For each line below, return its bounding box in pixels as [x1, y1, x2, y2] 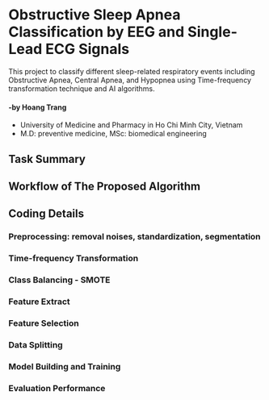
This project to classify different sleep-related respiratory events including [8, 66, 256, 76]
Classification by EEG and [8, 23, 185, 41]
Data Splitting [8, 339, 63, 350]
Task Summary [8, 152, 86, 166]
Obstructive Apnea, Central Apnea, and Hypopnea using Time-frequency [8, 75, 252, 85]
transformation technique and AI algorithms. [8, 83, 155, 94]
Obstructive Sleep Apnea [8, 6, 181, 24]
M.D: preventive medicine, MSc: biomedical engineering [19, 129, 208, 139]
